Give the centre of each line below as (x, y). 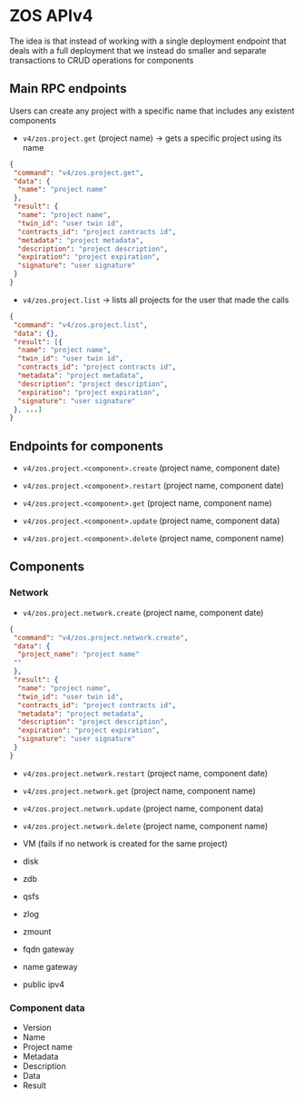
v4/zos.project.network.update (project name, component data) (143, 808)
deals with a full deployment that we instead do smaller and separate (138, 50)
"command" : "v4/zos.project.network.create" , (101, 638)
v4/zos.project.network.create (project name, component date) (143, 612)
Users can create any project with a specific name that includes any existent (152, 111)
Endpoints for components (87, 446)
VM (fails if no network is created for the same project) (125, 843)
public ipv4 (44, 984)
